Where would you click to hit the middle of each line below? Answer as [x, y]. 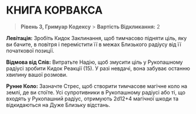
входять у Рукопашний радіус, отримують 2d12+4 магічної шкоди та [92, 99]
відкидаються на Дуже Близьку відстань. [58, 105]
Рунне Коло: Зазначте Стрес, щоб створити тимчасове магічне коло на [97, 86]
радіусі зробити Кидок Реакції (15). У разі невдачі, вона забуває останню [98, 68]
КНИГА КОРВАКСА [54, 10]
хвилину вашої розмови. [37, 74]
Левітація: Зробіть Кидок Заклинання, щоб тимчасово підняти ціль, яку [97, 38]
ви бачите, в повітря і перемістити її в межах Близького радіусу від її [94, 44]
